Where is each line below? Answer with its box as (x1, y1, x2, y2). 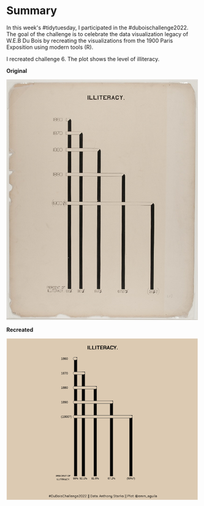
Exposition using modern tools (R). (6, 43, 94, 51)
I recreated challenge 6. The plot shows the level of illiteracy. (6, 55, 160, 62)
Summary (6, 4, 57, 18)
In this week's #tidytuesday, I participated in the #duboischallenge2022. (6, 24, 189, 31)
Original (6, 67, 28, 74)
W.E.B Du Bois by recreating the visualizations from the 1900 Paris (6, 37, 173, 44)
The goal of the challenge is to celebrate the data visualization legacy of (6, 30, 189, 37)
